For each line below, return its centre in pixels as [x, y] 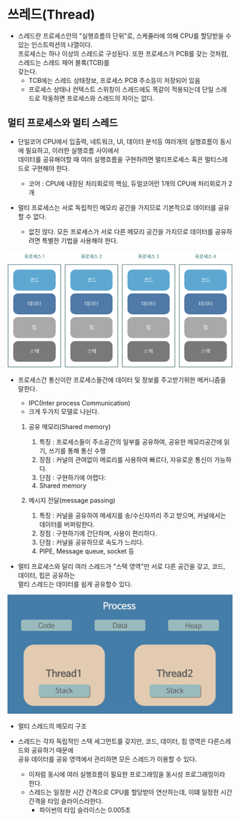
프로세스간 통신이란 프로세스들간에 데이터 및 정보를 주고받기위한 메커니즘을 [122, 380]
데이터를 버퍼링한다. [67, 524]
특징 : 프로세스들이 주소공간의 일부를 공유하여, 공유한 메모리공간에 [131, 442]
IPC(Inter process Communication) [79, 403]
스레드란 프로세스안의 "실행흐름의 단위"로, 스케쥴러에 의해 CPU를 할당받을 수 [125, 36]
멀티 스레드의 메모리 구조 [52, 726]
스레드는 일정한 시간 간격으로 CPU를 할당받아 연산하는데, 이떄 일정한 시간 [130, 792]
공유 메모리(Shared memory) [70, 426]
